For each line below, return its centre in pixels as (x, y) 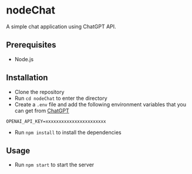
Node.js (24, 59)
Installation (27, 78)
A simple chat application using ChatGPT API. (61, 26)
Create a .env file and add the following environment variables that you (100, 104)
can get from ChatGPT (42, 111)
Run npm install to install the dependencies (68, 132)
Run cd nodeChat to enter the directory (61, 98)
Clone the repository (39, 92)
